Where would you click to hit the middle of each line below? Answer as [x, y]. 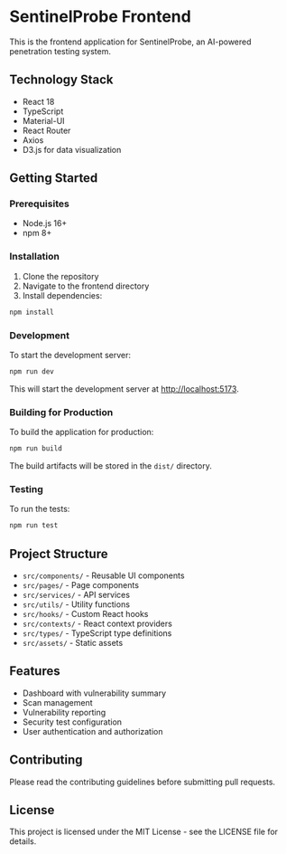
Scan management [57, 702]
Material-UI [43, 120]
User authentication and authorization [93, 731]
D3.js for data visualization [72, 149]
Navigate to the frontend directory [86, 286]
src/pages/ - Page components [81, 584]
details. [23, 841]
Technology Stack [61, 80]
